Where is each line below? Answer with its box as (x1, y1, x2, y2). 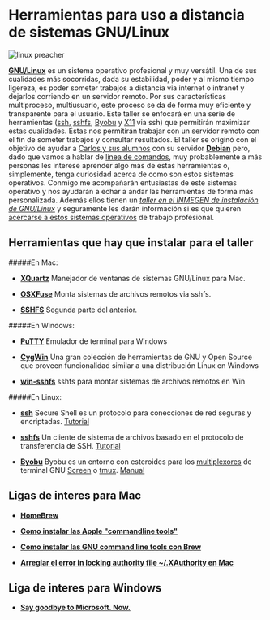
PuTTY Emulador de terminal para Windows (19, 336, 168, 346)
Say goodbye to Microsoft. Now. (19, 603, 131, 613)
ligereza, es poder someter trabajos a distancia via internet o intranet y (8, 83, 245, 93)
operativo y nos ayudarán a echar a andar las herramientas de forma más (8, 186, 254, 196)
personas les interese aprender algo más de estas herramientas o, (8, 160, 230, 170)
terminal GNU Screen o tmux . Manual (19, 465, 145, 475)
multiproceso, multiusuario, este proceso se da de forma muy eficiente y (8, 100, 251, 110)
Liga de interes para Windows (8, 581, 162, 595)
